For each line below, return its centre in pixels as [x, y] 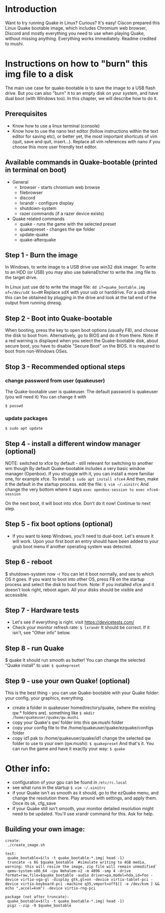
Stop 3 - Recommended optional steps [65, 367]
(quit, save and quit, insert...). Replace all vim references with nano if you [86, 141]
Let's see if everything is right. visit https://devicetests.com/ [73, 622]
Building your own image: [45, 829]
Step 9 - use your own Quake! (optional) [68, 681]
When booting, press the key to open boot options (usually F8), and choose [82, 330]
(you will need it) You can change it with [46, 397]
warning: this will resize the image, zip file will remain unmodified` [81, 867]
